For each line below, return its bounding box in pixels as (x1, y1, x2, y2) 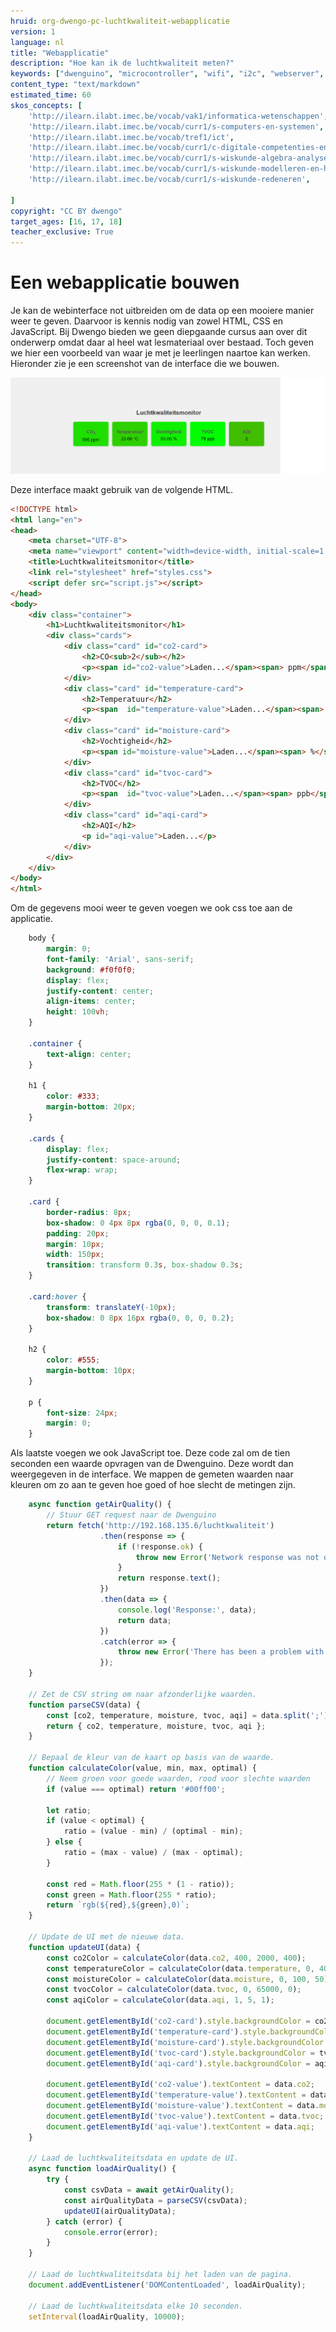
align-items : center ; (46, 996, 137, 1007)
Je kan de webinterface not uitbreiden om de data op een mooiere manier (10, 305, 315, 317)
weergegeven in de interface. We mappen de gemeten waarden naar (10, 1468, 294, 1480)
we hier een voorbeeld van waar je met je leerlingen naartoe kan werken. (10, 347, 311, 359)
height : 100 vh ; (46, 1007, 110, 1017)
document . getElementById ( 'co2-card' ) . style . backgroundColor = (46, 2016, 311, 2027)
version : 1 (10, 26, 56, 37)
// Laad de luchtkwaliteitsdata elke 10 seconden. (28, 2301, 244, 2311)
